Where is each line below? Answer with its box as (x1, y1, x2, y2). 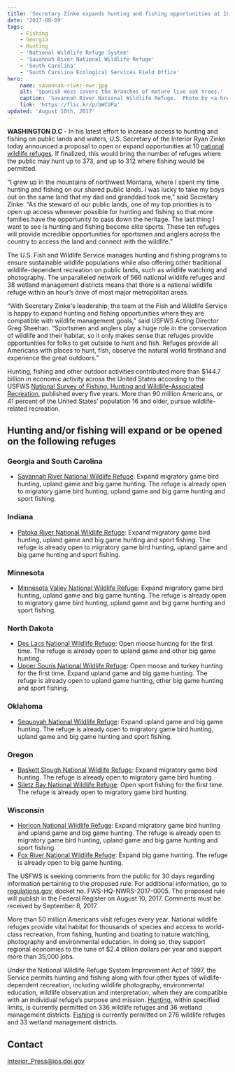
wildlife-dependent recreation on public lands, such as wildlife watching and (7, 265, 227, 274)
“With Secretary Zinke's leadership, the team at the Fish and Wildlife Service (7, 302, 227, 310)
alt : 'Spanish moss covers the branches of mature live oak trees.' (20, 88, 224, 95)
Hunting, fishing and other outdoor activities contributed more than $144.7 (7, 367, 222, 375)
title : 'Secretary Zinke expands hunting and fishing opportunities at (7, 10, 220, 17)
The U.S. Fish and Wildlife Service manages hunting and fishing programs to (7, 251, 227, 259)
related (7, 404, 28, 413)
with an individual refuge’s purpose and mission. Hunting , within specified (7, 996, 220, 1004)
